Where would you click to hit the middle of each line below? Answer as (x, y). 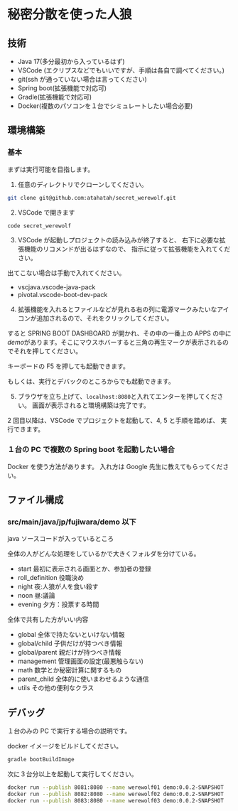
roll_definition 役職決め (50, 578)
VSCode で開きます (46, 212)
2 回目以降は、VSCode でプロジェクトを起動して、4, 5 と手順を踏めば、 (113, 421)
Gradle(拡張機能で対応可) (55, 97)
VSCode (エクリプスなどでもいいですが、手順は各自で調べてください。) (121, 70)
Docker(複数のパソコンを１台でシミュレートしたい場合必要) (105, 106)
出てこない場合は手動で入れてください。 (66, 273)
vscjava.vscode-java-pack (56, 287)
